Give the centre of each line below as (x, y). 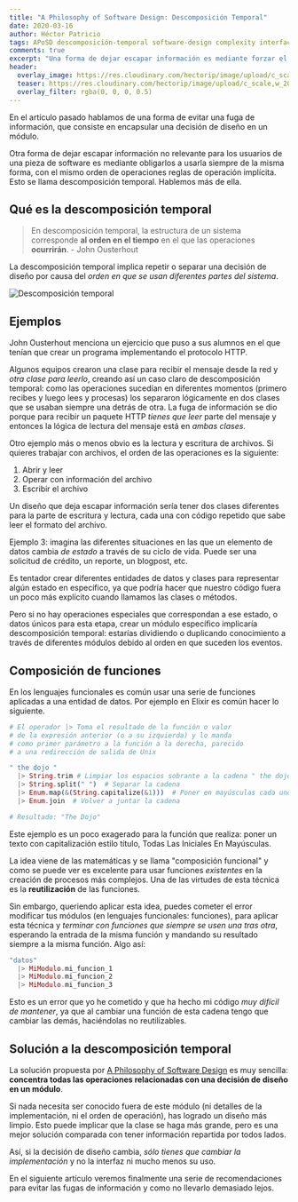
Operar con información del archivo (87, 480)
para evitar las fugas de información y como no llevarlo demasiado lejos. (142, 1188)
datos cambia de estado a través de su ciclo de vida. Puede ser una (133, 552)
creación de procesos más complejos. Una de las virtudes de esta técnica (144, 880)
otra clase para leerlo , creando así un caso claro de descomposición (135, 379)
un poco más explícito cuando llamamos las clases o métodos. (123, 597)
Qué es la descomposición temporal (110, 209)
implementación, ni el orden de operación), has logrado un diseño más (138, 1115)
